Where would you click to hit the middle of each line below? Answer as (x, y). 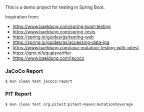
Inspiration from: (22, 17)
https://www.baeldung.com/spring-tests (54, 32)
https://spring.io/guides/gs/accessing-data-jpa (61, 42)
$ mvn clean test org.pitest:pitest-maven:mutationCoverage (69, 104)
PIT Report (18, 94)
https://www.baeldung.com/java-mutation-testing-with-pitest (75, 48)
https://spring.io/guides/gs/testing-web (53, 37)
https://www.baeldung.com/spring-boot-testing (61, 26)
